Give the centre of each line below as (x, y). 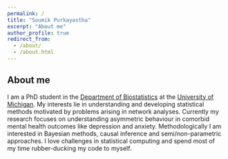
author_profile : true (38, 33)
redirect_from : (29, 39)
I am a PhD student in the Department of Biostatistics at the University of (111, 97)
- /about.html (34, 53)
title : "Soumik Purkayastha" (49, 20)
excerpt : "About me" (37, 26)
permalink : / (26, 13)
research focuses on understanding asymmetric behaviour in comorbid (108, 119)
